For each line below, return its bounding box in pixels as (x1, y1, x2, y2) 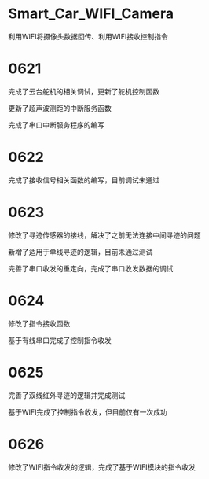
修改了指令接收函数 (8, 319, 71, 328)
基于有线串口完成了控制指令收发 (8, 335, 112, 345)
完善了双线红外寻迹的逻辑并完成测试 (8, 390, 126, 400)
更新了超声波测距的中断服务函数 (8, 103, 112, 112)
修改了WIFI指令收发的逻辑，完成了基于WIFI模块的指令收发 (8, 462, 196, 472)
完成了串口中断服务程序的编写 (8, 120, 104, 130)
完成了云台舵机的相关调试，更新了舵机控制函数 (8, 87, 159, 96)
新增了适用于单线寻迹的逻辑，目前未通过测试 (8, 247, 153, 256)
